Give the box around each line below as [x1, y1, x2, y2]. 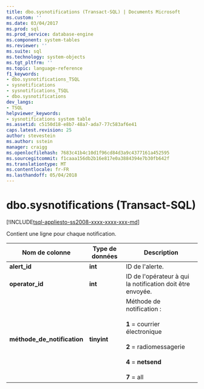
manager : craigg [6, 144, 47, 150]
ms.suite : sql [6, 48, 42, 55]
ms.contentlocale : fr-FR [6, 167, 69, 173]
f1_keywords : [6, 71, 39, 77]
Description [143, 248, 178, 256]
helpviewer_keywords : [6, 110, 61, 116]
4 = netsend [126, 357, 162, 366]
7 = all [126, 373, 144, 381]
